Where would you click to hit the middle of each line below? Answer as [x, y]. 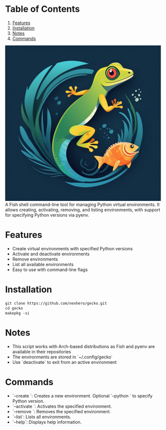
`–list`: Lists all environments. [42, 417]
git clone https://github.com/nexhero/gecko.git [56, 303]
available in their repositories [42, 352]
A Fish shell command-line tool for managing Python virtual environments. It [83, 204]
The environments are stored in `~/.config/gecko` [62, 357]
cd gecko [14, 308]
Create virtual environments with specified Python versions [72, 248]
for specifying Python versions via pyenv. [47, 215]
